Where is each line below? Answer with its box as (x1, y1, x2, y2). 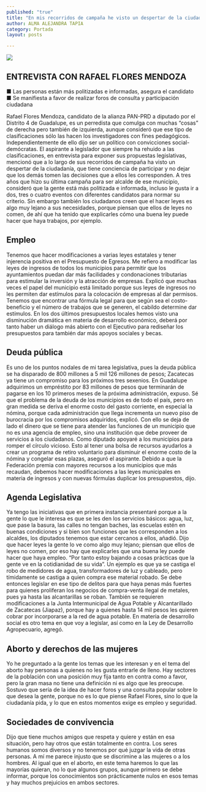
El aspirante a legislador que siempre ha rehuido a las (39, 145, 175, 152)
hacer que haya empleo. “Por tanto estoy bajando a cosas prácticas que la (6, 554, 194, 562)
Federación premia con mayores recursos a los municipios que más (6, 461, 177, 468)
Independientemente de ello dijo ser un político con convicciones (6, 139, 171, 146)
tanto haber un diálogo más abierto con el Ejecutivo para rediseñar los (6, 323, 184, 330)
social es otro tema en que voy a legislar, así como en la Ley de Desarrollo (6, 619, 194, 627)
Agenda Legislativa (6, 492, 82, 502)
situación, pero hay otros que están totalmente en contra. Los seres (6, 740, 177, 747)
